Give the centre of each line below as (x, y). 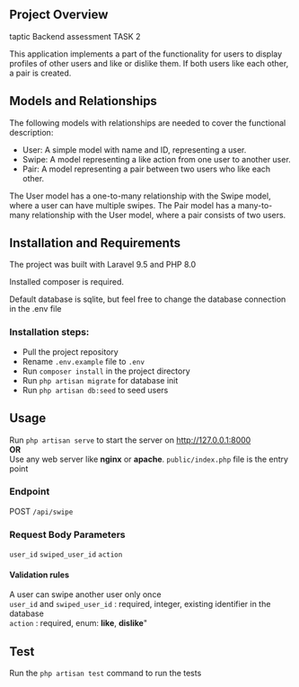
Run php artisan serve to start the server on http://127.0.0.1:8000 (130, 440)
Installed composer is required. (66, 282)
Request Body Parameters (67, 534)
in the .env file (35, 309)
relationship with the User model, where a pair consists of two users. (158, 215)
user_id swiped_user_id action (66, 555)
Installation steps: (49, 332)
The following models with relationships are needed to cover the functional (148, 123)
